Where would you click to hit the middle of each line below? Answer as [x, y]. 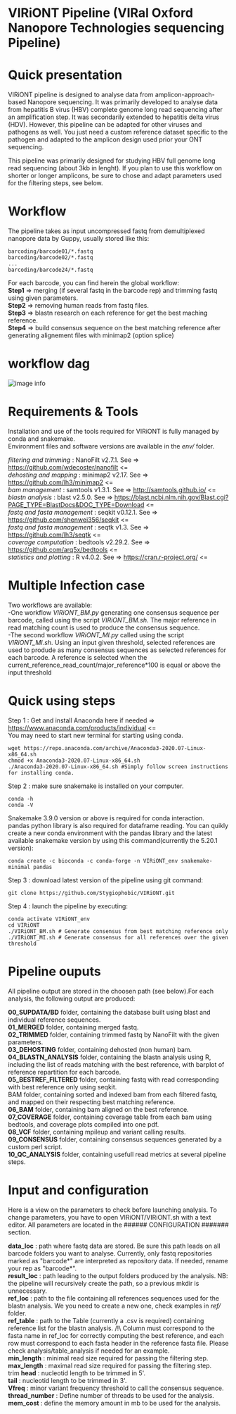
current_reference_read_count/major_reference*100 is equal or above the [114, 665]
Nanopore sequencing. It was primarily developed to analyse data [123, 102]
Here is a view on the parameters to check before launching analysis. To [112, 1210]
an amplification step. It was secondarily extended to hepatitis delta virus [114, 117]
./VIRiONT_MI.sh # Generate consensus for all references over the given [118, 937]
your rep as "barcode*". [42, 1268]
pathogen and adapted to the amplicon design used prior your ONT [105, 139]
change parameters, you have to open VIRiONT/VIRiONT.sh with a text [110, 1217]
